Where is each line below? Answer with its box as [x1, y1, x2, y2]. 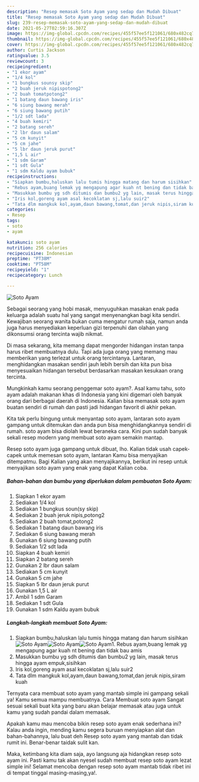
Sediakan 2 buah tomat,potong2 [15, 518, 94, 525]
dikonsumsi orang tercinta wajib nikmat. [6, 330, 104, 337]
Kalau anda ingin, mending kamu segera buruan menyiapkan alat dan [6, 726, 175, 733]
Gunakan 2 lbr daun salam [15, 561, 79, 568]
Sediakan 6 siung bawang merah [15, 530, 96, 537]
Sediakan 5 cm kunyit [15, 568, 68, 575]
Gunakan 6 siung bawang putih [15, 537, 92, 544]
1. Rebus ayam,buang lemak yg [112, 640, 187, 648]
